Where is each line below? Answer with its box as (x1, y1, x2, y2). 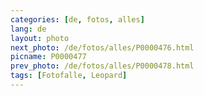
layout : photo (10, 33, 70, 43)
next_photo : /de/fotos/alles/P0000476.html (10, 42, 195, 53)
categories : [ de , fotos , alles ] (10, 14, 145, 25)
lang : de (10, 24, 47, 34)
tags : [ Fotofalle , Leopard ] (10, 71, 128, 81)
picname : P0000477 (10, 52, 87, 62)
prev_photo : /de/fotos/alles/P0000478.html (10, 61, 195, 71)
